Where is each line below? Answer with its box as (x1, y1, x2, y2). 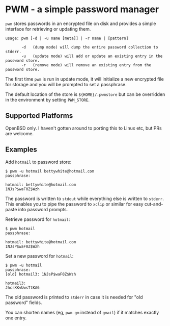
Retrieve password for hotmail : (5, 216, 70, 222)
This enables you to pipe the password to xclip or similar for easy (5, 200, 144, 207)
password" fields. (5, 299, 42, 306)
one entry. (5, 315, 27, 321)
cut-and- (144, 200, 163, 207)
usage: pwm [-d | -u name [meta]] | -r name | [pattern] (5, 36, 129, 41)
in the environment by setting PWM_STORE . (5, 96, 90, 103)
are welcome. (5, 130, 34, 136)
